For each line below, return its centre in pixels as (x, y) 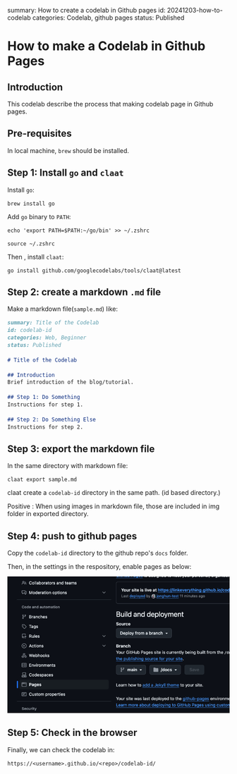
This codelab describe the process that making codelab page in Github (110, 104)
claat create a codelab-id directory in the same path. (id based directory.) (114, 493)
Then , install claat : (36, 257)
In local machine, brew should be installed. (68, 150)
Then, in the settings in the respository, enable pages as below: (99, 567)
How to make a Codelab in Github (107, 46)
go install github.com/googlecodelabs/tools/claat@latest (94, 271)
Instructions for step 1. (45, 405)
